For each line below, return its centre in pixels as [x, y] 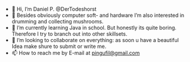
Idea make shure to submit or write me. [59, 46]
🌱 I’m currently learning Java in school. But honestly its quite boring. [94, 27]
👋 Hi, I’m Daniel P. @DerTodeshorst [54, 9]
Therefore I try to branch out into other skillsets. [69, 34]
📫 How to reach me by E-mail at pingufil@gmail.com [76, 53]
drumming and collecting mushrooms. [57, 21]
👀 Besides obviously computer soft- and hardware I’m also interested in [98, 15]
